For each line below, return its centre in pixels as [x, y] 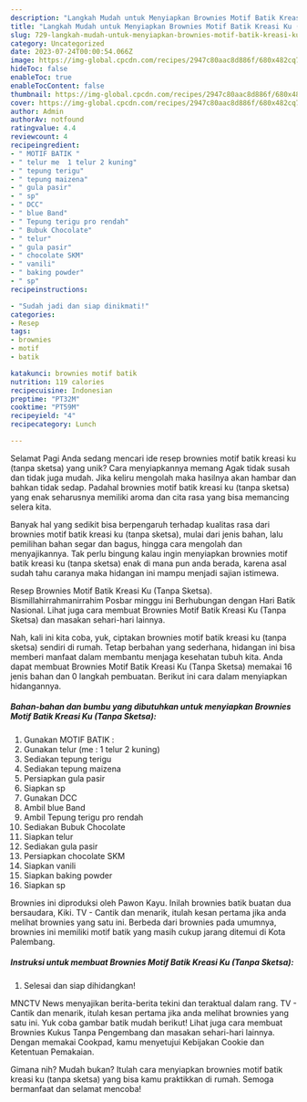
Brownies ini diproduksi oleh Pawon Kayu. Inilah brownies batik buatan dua [151, 903]
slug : [20, 35]
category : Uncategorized [57, 43]
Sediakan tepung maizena [72, 769]
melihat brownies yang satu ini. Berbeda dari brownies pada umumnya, [143, 922]
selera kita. [31, 507]
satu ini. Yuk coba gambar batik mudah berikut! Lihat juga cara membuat [147, 1023]
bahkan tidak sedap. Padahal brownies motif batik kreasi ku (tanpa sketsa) [150, 487]
